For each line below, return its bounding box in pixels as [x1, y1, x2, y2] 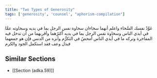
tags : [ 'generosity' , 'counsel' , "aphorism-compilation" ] [5, 12, 125, 17]
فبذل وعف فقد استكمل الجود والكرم [5, 40, 70, 46]
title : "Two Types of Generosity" [5, 7, 75, 12]
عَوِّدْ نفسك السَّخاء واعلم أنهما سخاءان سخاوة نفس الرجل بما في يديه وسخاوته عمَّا [5, 25, 153, 31]
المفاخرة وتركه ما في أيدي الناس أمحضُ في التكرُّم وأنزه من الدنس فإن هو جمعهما [5, 35, 153, 41]
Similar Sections [5, 55, 56, 63]
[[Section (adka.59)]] [12, 68, 54, 74]
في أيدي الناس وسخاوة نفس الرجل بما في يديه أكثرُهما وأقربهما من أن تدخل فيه [5, 30, 149, 36]
